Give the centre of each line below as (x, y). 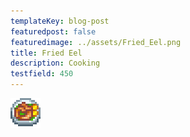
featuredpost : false (53, 31)
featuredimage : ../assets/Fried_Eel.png (96, 42)
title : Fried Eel (46, 53)
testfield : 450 (42, 74)
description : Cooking (55, 63)
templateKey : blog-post (60, 21)
